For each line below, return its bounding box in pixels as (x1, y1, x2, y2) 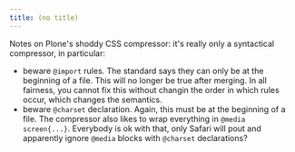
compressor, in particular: (9, 47, 106, 59)
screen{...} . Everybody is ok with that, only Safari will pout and (22, 123, 261, 134)
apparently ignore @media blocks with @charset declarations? (22, 132, 248, 143)
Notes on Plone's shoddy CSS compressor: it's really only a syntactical (9, 38, 275, 49)
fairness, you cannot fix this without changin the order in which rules (22, 84, 280, 95)
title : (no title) (9, 13, 79, 23)
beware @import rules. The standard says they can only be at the (22, 65, 264, 76)
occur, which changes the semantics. (22, 94, 162, 105)
